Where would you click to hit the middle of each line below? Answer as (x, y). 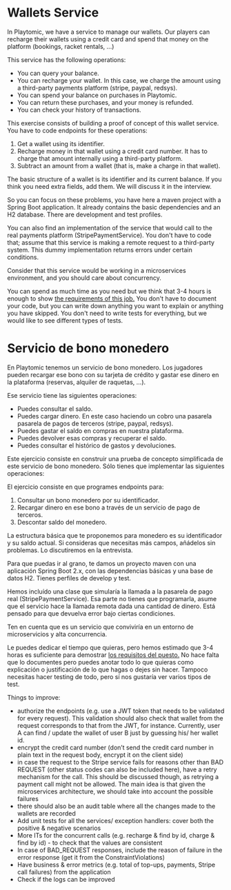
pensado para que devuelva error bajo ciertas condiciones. (91, 613)
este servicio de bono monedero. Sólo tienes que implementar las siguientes (116, 466)
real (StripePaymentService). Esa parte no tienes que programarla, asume (112, 598)
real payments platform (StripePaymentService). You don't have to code (109, 235)
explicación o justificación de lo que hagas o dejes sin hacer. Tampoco (108, 669)
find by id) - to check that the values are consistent (90, 842)
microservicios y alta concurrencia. (57, 634)
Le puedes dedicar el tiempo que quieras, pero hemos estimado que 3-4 (110, 647)
